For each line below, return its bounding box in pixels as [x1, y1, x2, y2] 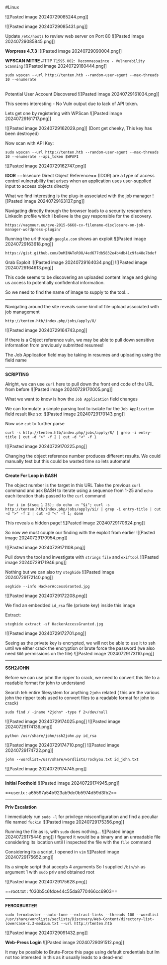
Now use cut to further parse [5, 421, 65, 426]
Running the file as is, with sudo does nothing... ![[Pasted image [5, 829, 135, 835]
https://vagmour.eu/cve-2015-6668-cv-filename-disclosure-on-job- [5, 223, 146, 228]
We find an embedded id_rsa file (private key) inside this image [5, 603, 136, 608]
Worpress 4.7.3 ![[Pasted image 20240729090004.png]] [5, 48, 122, 54]
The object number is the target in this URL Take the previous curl [5, 482, 141, 488]
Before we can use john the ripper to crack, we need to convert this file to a [5, 675, 160, 680]
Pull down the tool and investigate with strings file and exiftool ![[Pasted [5, 554, 159, 560]
